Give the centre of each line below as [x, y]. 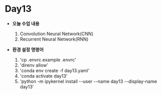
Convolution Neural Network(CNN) [56, 34]
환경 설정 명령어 [28, 49]
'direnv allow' [34, 65]
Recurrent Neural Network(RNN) [54, 39]
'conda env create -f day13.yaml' [55, 70]
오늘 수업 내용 [26, 23]
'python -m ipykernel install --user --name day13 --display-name [88, 81]
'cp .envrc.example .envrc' [48, 59]
